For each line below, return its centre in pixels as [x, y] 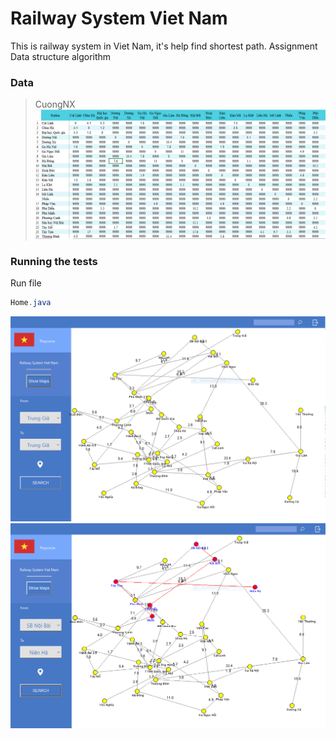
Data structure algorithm [61, 56]
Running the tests [54, 261]
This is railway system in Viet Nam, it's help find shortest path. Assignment [164, 46]
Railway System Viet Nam [119, 18]
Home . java [31, 303]
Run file [26, 283]
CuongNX [55, 104]
